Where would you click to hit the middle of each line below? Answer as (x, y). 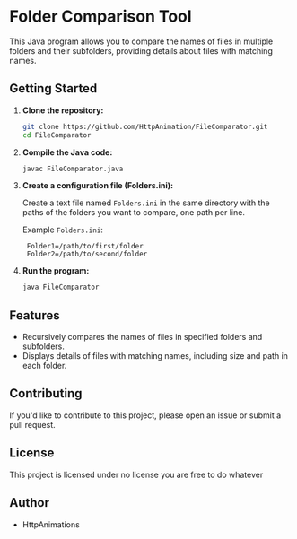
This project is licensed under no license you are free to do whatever (136, 474)
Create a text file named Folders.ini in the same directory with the (146, 203)
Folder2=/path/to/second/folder (87, 254)
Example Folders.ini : (62, 230)
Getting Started (53, 88)
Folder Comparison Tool (100, 17)
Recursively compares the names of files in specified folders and (142, 337)
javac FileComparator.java (73, 169)
